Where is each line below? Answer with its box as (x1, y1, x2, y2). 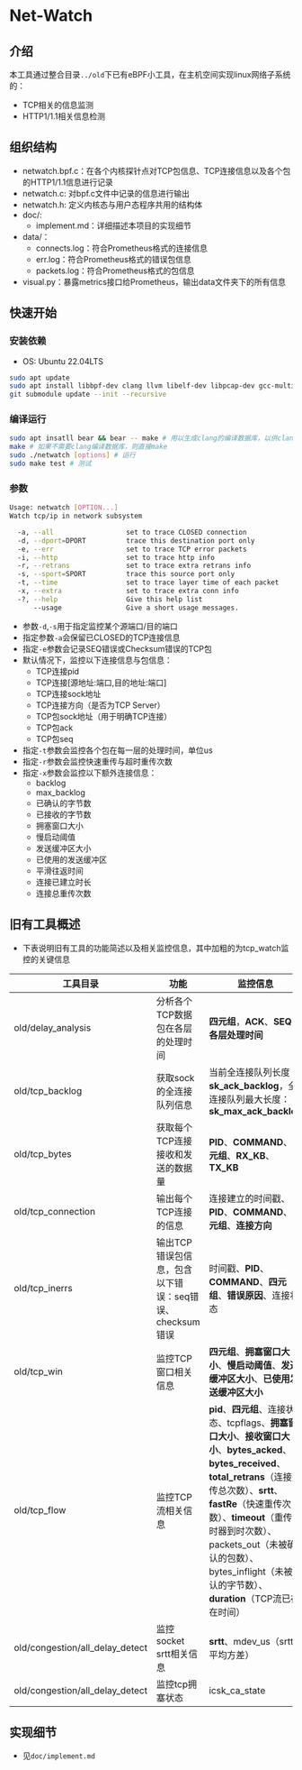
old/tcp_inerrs (13, 1281, 74, 1294)
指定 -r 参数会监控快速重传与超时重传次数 (22, 756, 173, 766)
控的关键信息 (22, 953, 70, 965)
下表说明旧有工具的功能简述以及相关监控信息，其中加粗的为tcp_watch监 (22, 942, 289, 953)
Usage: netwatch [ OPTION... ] (9, 503, 119, 512)
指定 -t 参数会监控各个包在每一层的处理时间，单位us (22, 745, 213, 756)
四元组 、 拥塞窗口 (209, 1345, 281, 1358)
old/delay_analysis (13, 1021, 92, 1033)
